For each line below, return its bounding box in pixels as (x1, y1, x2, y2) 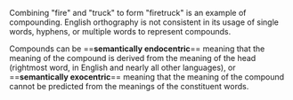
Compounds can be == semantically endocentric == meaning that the (9, 43, 265, 54)
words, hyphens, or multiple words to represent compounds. (9, 27, 232, 36)
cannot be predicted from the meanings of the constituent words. (9, 81, 249, 91)
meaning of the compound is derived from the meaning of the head (9, 53, 256, 63)
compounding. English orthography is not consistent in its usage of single (9, 17, 279, 27)
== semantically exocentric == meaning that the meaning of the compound (9, 72, 285, 82)
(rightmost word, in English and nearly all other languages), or (9, 62, 236, 73)
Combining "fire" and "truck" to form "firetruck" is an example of (9, 8, 247, 18)
